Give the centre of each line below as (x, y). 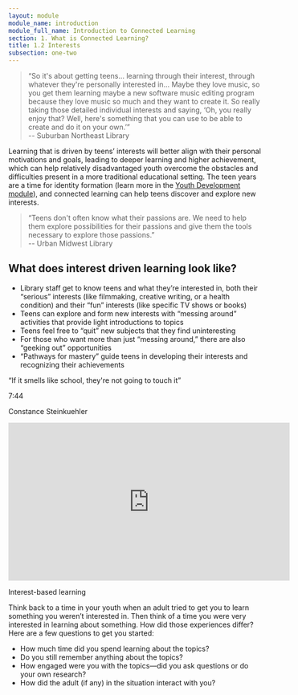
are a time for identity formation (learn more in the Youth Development (125, 185)
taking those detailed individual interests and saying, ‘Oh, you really (139, 110)
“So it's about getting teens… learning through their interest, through (141, 76)
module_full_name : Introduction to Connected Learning (102, 30)
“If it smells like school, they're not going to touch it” (95, 380)
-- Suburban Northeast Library (79, 136)
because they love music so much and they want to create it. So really (144, 102)
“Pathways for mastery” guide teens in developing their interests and (134, 356)
